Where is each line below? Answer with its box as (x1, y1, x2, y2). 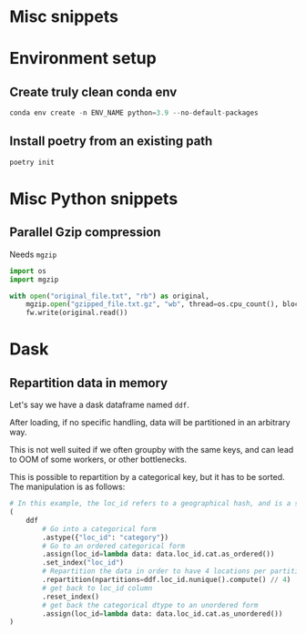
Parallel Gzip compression (9, 225, 161, 240)
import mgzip (9, 275, 59, 284)
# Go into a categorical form (42, 524, 157, 534)
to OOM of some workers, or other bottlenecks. (9, 454, 188, 465)
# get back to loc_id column (42, 583, 153, 593)
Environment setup (9, 48, 157, 69)
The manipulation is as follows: (9, 481, 126, 493)
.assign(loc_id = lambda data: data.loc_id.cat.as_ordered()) (42, 549, 275, 559)
